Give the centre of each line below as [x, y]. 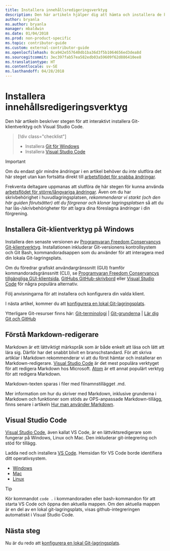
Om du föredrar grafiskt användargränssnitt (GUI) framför [65, 267]
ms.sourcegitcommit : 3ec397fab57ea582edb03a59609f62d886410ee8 [73, 57]
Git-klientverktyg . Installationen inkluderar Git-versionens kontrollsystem [81, 247]
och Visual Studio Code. [59, 126]
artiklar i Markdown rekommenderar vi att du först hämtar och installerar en [83, 358]
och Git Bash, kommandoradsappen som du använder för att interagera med [85, 252]
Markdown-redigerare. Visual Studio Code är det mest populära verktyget [82, 363]
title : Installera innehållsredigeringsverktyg [56, 10]
